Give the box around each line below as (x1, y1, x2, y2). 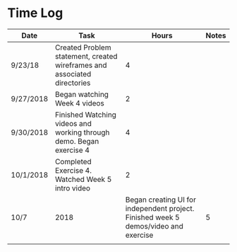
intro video (55, 183, 90, 193)
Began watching (55, 89, 109, 99)
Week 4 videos (55, 98, 104, 108)
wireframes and (55, 60, 107, 70)
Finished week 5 (125, 212, 180, 222)
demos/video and (125, 221, 183, 231)
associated (55, 69, 92, 79)
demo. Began (55, 136, 99, 146)
